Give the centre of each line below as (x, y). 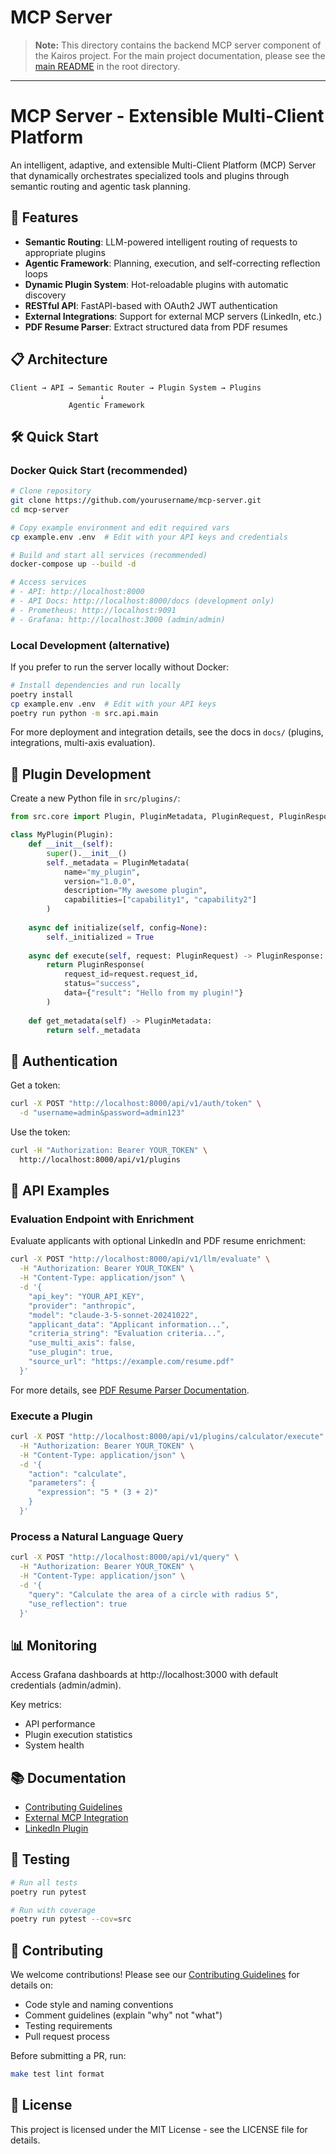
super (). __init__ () (87, 853)
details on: (32, 1985)
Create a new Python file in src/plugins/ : (95, 798)
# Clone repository (51, 491)
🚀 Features (44, 217)
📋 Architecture (59, 359)
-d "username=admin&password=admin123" (102, 1113)
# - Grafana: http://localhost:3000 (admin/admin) (118, 619)
